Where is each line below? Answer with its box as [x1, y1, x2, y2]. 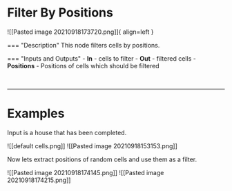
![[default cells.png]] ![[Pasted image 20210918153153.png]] [7, 141, 178, 150]
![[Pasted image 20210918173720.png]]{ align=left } [7, 28, 154, 36]
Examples [7, 105, 65, 121]
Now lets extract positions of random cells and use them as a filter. [7, 155, 197, 163]
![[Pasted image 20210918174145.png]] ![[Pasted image [7, 168, 164, 177]
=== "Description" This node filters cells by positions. [7, 41, 160, 49]
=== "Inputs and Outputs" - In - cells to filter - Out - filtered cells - [7, 54, 197, 63]
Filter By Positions [7, 5, 114, 21]
